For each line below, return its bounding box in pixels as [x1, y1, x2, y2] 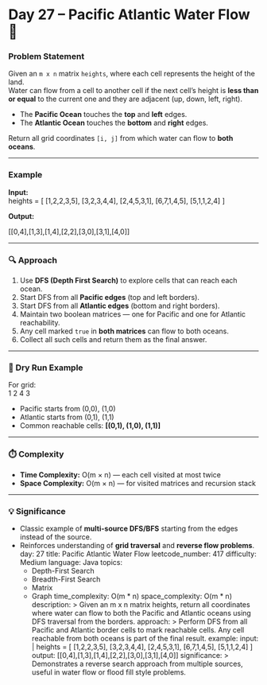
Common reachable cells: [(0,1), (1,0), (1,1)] [19, 421, 161, 430]
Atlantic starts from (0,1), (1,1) [19, 412, 114, 422]
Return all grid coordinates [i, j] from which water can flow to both [8, 134, 234, 143]
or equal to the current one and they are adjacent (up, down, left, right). [8, 94, 242, 104]
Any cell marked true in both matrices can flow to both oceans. [19, 326, 229, 336]
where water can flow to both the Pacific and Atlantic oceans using [31, 608, 252, 617]
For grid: [8, 380, 37, 390]
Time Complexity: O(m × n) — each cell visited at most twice [19, 469, 221, 479]
